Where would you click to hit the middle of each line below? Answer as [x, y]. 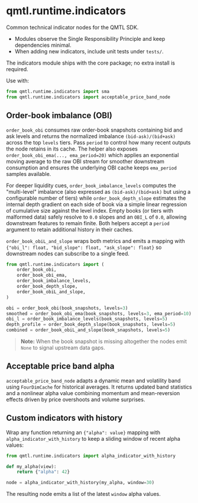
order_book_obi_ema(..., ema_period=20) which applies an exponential [92, 155]
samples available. [29, 174]
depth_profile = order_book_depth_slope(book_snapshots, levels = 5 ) [91, 325]
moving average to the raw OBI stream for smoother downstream [85, 161]
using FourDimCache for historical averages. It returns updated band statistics [99, 387]
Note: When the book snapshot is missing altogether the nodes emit [104, 341]
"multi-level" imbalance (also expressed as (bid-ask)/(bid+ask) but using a [98, 191]
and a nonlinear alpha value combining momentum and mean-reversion [93, 393]
